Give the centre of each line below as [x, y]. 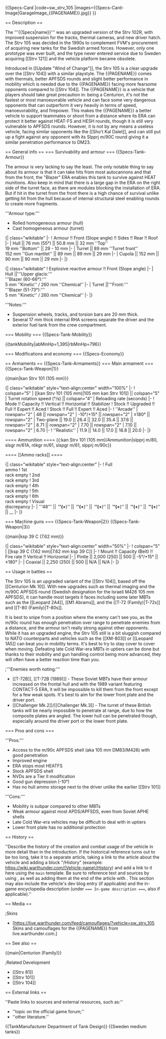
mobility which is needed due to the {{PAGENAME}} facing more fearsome [81, 84]
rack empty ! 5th [22, 491]
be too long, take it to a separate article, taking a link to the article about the [82, 857]
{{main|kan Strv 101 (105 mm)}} [37, 378]
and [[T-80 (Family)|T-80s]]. [34, 607]
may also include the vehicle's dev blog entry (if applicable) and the [74, 883]
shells [18, 817]
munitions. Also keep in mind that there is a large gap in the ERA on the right [83, 182]
